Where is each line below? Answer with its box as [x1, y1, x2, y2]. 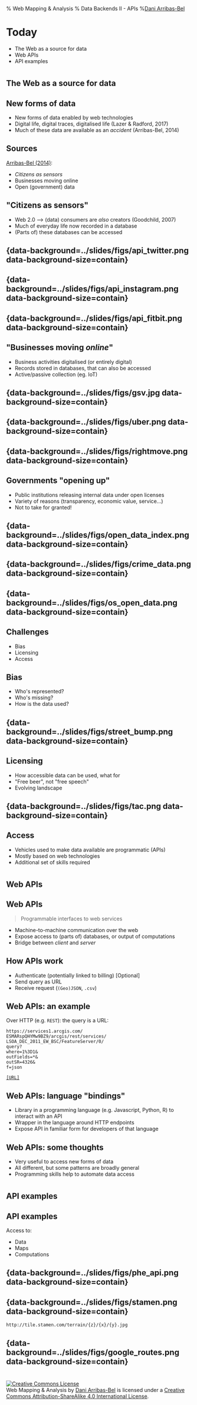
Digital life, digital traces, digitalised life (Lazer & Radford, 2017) [14, 120, 169, 127]
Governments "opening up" [6, 476, 110, 486]
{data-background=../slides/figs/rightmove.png [6, 446, 188, 456]
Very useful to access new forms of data [14, 1158, 114, 1165]
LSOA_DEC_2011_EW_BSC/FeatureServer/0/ [6, 1039, 104, 1045]
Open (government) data [14, 183, 75, 190]
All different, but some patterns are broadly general [14, 1164, 140, 1171]
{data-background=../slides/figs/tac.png [6, 801, 161, 811]
